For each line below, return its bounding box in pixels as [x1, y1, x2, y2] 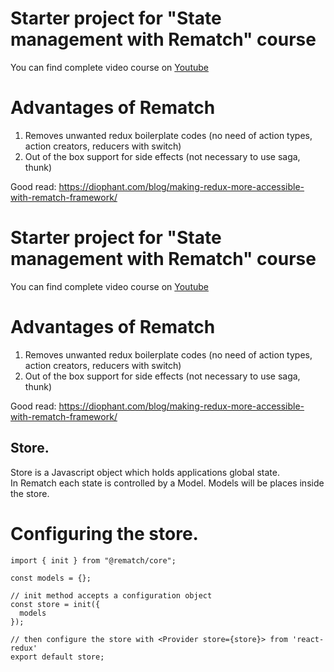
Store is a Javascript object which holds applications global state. [10, 466, 280, 478]
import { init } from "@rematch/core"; [10, 555, 177, 566]
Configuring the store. [10, 522, 199, 545]
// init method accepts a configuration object [10, 590, 213, 601]
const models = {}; [10, 573, 92, 583]
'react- [292, 634, 325, 644]
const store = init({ [10, 599, 101, 609]
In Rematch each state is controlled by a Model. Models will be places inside [10, 477, 325, 489]
